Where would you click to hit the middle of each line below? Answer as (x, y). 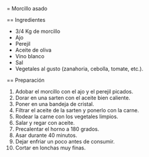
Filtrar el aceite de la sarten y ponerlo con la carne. (77, 110)
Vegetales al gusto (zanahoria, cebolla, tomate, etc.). (79, 69)
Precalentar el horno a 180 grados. (57, 129)
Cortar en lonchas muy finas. (50, 148)
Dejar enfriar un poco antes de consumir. (65, 141)
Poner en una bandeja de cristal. (54, 104)
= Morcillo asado (27, 9)
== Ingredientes (26, 20)
